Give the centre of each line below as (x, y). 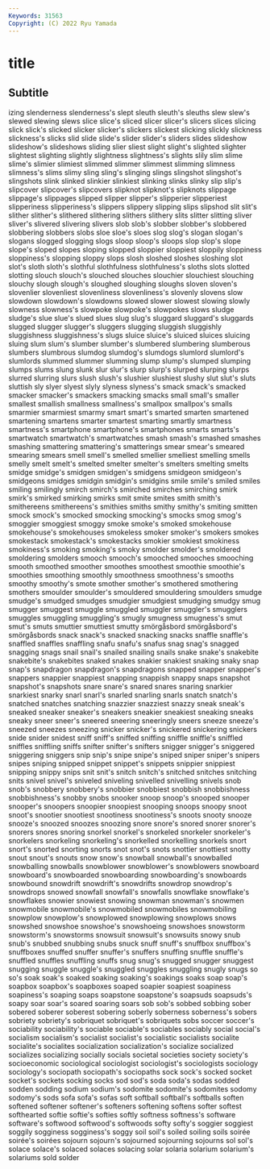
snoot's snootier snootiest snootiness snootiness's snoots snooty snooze (130, 814)
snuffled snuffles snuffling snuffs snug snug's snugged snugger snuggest (131, 960)
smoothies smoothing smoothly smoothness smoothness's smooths (121, 575)
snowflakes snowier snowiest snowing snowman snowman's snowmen (126, 901)
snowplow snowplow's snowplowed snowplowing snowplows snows (123, 917)
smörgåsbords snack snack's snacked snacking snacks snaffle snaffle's (128, 634)
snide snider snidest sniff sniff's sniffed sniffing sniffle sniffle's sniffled (126, 738)
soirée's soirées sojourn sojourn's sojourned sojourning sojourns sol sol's (131, 1140)
